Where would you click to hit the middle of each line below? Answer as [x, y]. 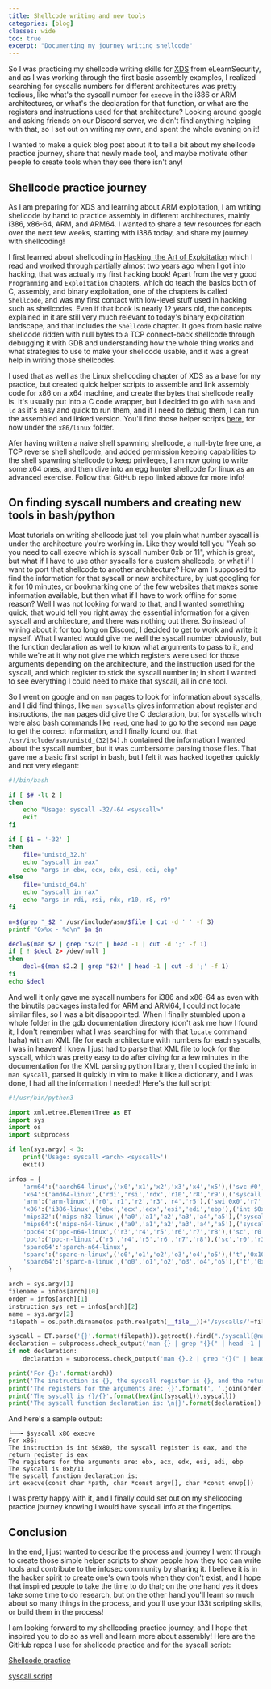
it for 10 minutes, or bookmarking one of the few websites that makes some [133, 586]
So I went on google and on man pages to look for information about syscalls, [135, 696]
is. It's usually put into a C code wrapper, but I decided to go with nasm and [132, 401]
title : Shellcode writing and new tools [77, 16]
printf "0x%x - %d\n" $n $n [56, 929]
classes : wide [32, 31]
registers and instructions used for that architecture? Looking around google [135, 112]
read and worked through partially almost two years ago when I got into [127, 265]
